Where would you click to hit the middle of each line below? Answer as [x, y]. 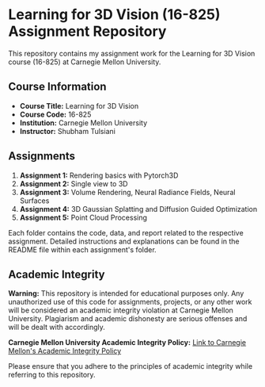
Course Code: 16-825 [55, 114]
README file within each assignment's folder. [82, 249]
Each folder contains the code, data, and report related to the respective [126, 232]
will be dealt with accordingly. [57, 328]
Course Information [57, 87]
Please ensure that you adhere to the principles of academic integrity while [131, 366]
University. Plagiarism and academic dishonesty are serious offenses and [128, 319]
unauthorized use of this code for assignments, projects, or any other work [130, 302]
